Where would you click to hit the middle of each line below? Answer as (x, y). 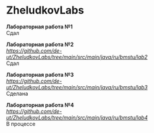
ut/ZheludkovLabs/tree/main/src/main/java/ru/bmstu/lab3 (77, 87)
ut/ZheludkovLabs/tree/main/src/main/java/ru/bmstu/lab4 (77, 117)
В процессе (21, 124)
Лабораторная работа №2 (40, 44)
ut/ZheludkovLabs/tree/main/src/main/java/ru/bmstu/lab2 (77, 57)
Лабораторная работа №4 (40, 105)
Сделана (17, 93)
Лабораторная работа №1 (39, 27)
